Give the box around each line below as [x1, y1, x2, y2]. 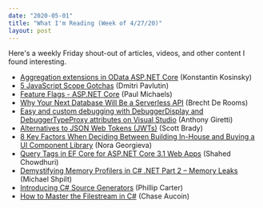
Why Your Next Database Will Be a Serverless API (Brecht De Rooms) [19, 98, 249, 108]
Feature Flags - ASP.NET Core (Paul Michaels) [19, 90, 173, 99]
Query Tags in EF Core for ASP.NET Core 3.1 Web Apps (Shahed [19, 149, 232, 158]
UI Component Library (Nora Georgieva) [19, 141, 153, 150]
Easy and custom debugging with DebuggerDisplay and [19, 106, 204, 116]
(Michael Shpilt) [19, 174, 73, 184]
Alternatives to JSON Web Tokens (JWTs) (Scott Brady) [19, 123, 204, 133]
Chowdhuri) [19, 158, 59, 167]
